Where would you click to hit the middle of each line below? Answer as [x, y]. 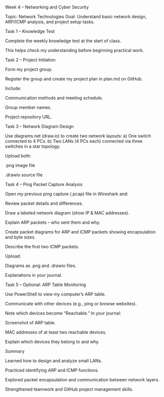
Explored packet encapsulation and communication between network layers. [82, 380]
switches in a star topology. [33, 146]
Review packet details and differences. [44, 203]
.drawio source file [24, 175]
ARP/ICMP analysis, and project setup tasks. [50, 22]
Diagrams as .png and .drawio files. [41, 265]
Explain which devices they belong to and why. [52, 342]
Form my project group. [29, 69]
